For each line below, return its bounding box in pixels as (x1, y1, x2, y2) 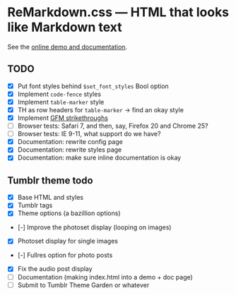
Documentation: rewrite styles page (17, 145, 122, 154)
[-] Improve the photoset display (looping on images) (17, 223, 172, 231)
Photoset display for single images (17, 237, 119, 246)
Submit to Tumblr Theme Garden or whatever (17, 280, 150, 289)
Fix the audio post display (17, 265, 93, 273)
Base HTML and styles (17, 193, 83, 202)
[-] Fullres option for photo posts (17, 251, 113, 260)
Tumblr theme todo (7, 174, 93, 186)
